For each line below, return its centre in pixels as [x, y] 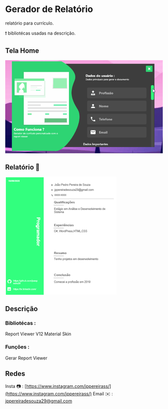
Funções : [17, 347]
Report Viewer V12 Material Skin [38, 334]
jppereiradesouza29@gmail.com [39, 401]
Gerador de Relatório [49, 9]
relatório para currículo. [29, 23]
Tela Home [22, 51]
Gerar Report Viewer [26, 358]
